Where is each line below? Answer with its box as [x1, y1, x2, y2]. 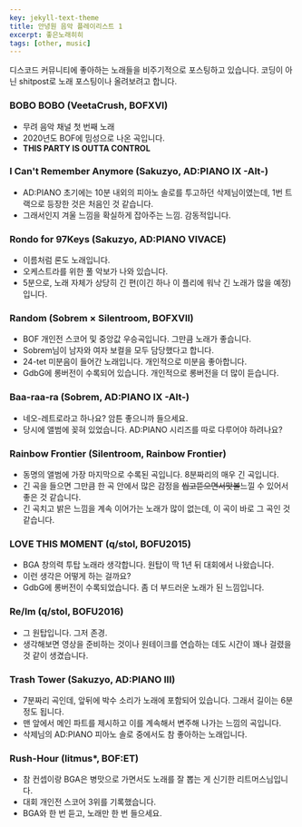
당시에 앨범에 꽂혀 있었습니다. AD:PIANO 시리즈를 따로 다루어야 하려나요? [22, 424, 283, 435]
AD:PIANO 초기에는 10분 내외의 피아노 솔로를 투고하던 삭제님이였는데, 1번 [22, 187, 283, 198]
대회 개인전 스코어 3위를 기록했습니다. [22, 796, 157, 808]
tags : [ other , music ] [9, 38, 92, 48]
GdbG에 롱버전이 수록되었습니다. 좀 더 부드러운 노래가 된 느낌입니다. [22, 582, 265, 593]
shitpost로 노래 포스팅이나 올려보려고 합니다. [18, 76, 178, 87]
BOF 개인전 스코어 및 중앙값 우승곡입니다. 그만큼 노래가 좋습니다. [22, 333, 252, 345]
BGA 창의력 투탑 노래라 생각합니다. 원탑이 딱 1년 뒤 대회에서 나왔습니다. [22, 559, 275, 570]
